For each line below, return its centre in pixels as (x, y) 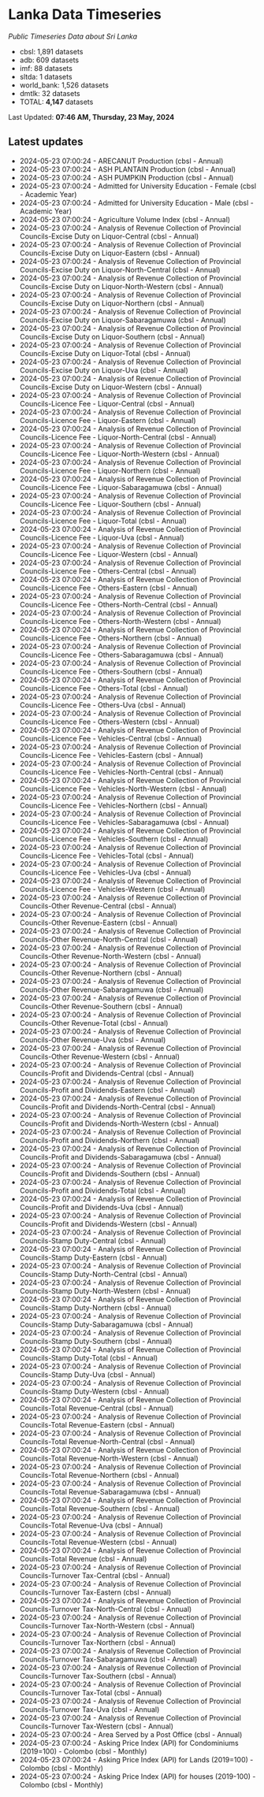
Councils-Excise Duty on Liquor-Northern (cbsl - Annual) (112, 303)
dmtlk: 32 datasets (50, 93)
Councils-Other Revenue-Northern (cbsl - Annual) (101, 973)
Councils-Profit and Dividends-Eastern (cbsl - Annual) (107, 1090)
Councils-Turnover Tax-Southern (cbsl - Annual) (98, 1676)
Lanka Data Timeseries (85, 15)
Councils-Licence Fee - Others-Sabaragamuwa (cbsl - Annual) (121, 655)
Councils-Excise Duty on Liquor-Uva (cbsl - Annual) (104, 370)
